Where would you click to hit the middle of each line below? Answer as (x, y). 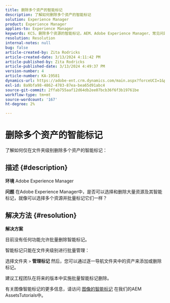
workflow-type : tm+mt (28, 95)
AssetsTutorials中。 (26, 295)
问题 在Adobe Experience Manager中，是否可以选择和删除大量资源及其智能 (84, 192)
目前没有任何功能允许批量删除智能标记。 (47, 239)
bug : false (17, 48)
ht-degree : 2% (20, 104)
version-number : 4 (25, 71)
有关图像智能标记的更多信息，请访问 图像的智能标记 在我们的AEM (73, 289)
